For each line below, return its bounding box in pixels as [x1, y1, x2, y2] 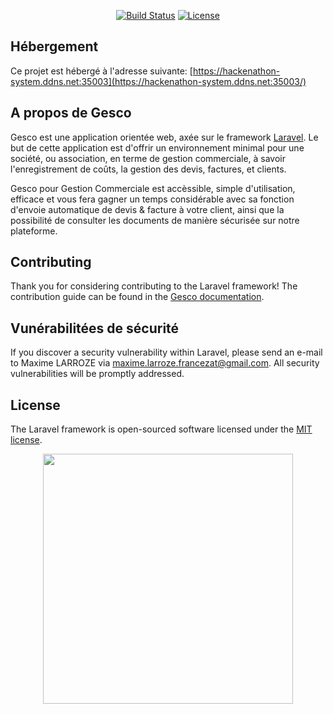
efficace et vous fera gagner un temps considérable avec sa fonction [10, 193, 295, 205]
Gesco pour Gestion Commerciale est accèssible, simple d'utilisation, [10, 182, 296, 194]
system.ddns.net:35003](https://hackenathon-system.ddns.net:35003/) [10, 75, 307, 87]
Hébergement [10, 38, 99, 55]
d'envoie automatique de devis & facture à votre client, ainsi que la [10, 203, 285, 215]
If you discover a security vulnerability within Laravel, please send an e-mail [10, 346, 323, 359]
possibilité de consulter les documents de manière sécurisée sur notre [10, 214, 300, 226]
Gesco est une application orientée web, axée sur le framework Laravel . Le [10, 131, 319, 143]
